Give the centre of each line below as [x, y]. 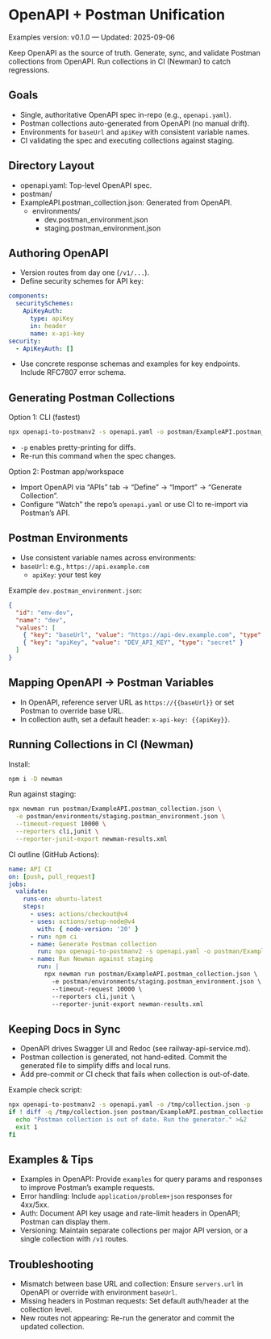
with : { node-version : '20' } [88, 929]
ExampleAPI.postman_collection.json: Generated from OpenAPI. [126, 202]
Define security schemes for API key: [81, 281]
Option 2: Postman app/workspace [66, 472]
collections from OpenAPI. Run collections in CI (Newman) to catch [120, 61]
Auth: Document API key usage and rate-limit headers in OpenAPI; [130, 1213]
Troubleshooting [51, 1264]
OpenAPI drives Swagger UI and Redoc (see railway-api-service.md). [135, 1049]
